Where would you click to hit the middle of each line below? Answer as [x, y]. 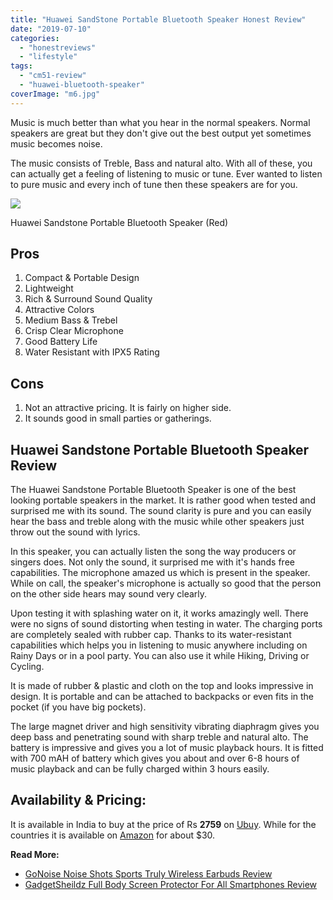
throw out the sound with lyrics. [75, 532]
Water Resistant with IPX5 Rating [92, 352]
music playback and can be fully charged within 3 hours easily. [140, 769]
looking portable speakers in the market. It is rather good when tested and [163, 500]
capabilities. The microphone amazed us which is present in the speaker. [160, 573]
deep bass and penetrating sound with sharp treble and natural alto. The [159, 737]
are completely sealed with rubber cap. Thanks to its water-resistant [151, 635]
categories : [35, 38]
